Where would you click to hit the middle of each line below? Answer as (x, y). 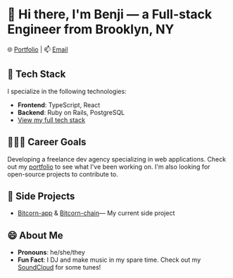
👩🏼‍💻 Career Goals (47, 142)
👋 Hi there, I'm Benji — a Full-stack (110, 14)
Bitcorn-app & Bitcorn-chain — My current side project (96, 213)
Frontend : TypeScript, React (59, 104)
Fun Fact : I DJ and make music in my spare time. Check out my (109, 260)
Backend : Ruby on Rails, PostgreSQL (71, 112)
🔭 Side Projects (41, 196)
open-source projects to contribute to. (63, 174)
